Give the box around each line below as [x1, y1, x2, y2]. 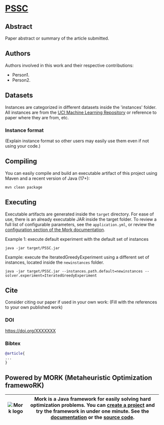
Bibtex [5, 340, 21, 347]
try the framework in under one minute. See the [36, 408, 149, 415]
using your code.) [5, 143, 41, 149]
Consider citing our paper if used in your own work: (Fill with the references [5, 299, 157, 305]
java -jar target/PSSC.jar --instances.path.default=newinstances [5, 269, 143, 274]
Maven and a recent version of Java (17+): [5, 175, 90, 181]
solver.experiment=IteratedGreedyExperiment [5, 273, 97, 278]
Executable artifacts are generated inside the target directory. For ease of [5, 211, 154, 217]
